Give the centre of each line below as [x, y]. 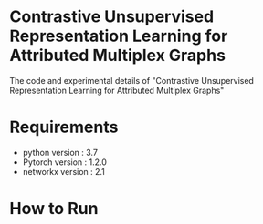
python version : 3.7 [60, 152]
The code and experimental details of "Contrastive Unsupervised [131, 80]
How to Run [54, 209]
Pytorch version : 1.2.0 [65, 162]
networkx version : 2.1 [63, 171]
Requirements [64, 127]
